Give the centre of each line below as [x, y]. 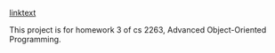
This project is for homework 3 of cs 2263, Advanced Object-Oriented [138, 30]
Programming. [35, 39]
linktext [23, 13]
